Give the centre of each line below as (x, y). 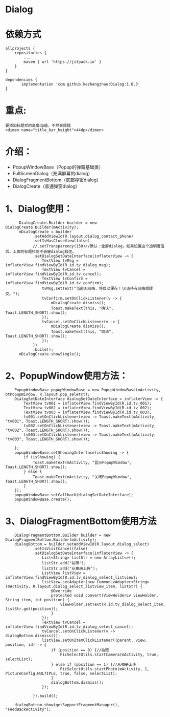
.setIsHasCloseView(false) (61, 241)
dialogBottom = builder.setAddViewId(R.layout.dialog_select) (82, 544)
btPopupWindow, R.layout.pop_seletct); (48, 394)
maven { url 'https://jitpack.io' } (63, 62)
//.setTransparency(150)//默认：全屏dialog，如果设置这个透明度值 (99, 246)
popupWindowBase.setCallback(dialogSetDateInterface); (74, 495)
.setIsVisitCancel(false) (60, 549)
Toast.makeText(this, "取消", (82, 331)
